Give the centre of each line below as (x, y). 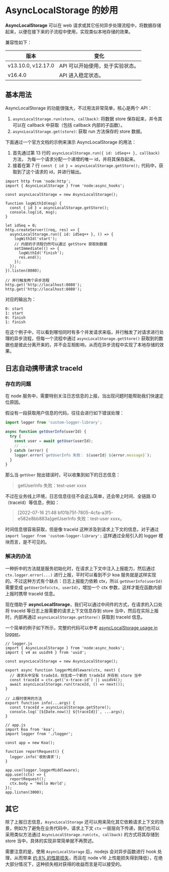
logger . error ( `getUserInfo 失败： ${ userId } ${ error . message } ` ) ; (83, 455)
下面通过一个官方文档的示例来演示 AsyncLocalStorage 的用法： (71, 142)
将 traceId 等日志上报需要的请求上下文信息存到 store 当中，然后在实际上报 (82, 610)
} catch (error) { (29, 450)
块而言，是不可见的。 (27, 542)
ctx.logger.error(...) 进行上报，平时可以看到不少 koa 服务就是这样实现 (81, 575)
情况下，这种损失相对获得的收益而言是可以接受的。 (71, 864)
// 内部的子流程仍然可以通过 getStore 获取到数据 (61, 244)
